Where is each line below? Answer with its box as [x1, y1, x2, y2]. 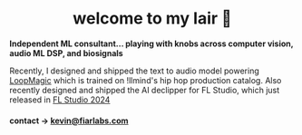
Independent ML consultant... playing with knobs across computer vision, [9, 38, 294, 49]
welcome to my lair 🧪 [72, 8, 233, 29]
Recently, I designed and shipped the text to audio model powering [9, 65, 260, 76]
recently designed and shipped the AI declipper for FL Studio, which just [9, 84, 280, 95]
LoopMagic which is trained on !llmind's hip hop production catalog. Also [9, 74, 282, 85]
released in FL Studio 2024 [9, 94, 111, 105]
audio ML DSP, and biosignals [9, 47, 124, 58]
